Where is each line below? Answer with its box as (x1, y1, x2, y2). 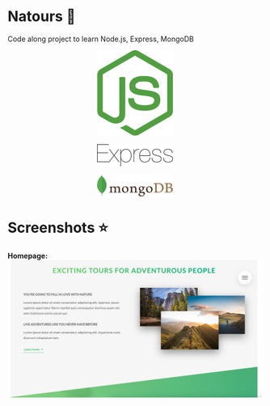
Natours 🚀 (7, 7, 76, 26)
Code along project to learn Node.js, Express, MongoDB (7, 34, 195, 44)
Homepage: (7, 251, 49, 261)
